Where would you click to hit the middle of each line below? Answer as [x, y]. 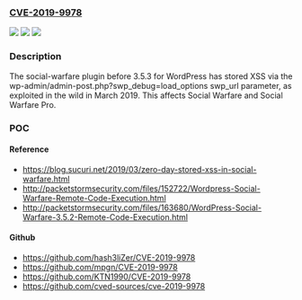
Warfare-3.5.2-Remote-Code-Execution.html [105, 216]
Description [36, 57]
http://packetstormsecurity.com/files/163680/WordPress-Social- [142, 207]
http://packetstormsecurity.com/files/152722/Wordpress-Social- [141, 188]
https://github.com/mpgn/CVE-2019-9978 [100, 267]
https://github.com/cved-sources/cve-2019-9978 [114, 286]
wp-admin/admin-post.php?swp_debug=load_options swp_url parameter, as [151, 85]
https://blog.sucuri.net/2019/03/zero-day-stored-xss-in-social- [139, 169]
